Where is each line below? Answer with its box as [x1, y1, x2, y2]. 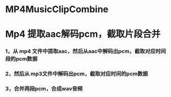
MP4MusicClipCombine [5, 4, 109, 15]
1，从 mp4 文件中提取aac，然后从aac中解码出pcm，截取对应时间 [5, 48, 166, 55]
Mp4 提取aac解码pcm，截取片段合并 [5, 28, 161, 40]
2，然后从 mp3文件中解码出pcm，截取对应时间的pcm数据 [5, 70, 148, 77]
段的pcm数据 [5, 55, 38, 62]
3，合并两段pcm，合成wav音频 [5, 85, 83, 92]
